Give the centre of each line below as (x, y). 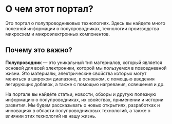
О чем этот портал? (49, 9)
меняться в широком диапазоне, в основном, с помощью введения (80, 79)
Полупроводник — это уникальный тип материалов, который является (84, 63)
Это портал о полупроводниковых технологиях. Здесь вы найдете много (85, 23)
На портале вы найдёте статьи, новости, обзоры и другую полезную (81, 94)
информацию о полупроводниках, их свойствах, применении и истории (84, 99)
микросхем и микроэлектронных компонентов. (58, 34)
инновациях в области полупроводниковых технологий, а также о (78, 110)
